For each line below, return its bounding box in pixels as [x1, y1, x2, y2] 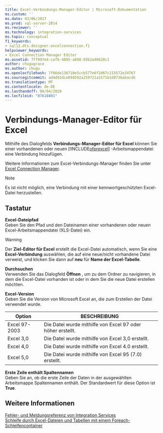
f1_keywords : [5, 39, 32, 44]
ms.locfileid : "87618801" [5, 93, 57, 98]
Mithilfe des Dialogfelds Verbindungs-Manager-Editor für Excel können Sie [5, 141, 158, 147]
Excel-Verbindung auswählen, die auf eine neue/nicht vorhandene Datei [5, 252, 150, 257]
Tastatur [5, 204, 32, 212]
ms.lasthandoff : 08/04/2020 [5, 89, 62, 94]
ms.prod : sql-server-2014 [5, 20, 57, 26]
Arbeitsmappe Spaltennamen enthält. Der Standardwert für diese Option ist [5, 380, 155, 386]
